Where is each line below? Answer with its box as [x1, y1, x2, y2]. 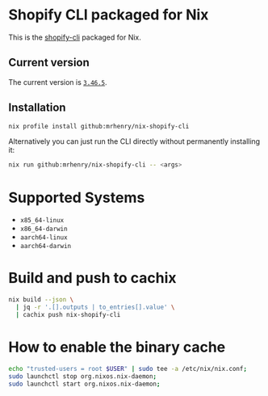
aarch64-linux [19, 234, 68, 242]
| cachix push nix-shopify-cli [15, 310, 121, 318]
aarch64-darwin [19, 242, 72, 251]
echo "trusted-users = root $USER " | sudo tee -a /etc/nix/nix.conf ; [8, 364, 248, 373]
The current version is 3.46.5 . [8, 77, 107, 86]
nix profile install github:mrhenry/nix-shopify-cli [8, 122, 190, 130]
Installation [8, 101, 66, 115]
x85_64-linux [19, 217, 65, 225]
